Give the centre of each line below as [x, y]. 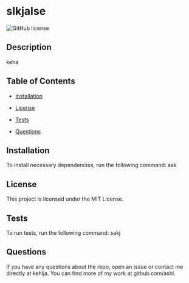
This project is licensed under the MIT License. [65, 199]
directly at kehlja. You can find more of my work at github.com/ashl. [91, 273]
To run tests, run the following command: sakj [64, 233]
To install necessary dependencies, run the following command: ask [91, 165]
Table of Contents [41, 81]
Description [29, 47]
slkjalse [26, 11]
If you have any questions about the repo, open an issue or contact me [95, 267]
